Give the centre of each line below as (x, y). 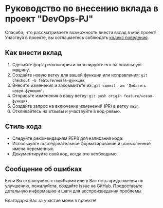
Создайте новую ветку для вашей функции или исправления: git (80, 75)
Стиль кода (24, 126)
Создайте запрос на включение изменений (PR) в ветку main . (76, 106)
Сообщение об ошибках (44, 169)
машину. (21, 70)
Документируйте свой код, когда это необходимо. (65, 153)
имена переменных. (33, 149)
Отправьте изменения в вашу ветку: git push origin (67, 95)
